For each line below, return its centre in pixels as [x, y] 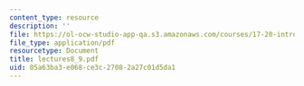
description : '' [40, 26]
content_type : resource [54, 17]
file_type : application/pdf [62, 43]
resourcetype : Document [54, 51]
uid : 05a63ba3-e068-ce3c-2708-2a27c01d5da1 [93, 68]
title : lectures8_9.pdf [54, 59]
